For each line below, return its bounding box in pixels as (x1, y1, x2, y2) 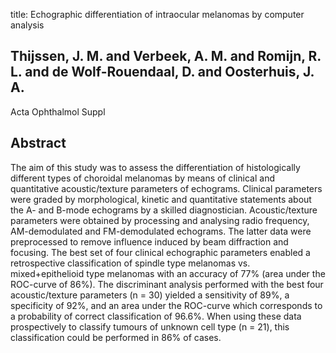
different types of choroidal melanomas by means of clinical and (10, 172, 275, 184)
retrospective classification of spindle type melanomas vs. (10, 257, 251, 269)
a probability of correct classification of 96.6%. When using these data (10, 310, 302, 322)
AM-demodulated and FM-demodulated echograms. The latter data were (10, 225, 312, 237)
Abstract (10, 135, 67, 152)
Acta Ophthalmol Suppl (10, 105, 106, 118)
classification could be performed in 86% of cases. (10, 331, 222, 343)
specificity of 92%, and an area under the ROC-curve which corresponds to (10, 299, 323, 311)
